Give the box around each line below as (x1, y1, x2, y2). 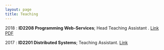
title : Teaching (5, 12, 38, 17)
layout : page (5, 7, 32, 12)
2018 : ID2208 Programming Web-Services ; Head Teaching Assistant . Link (5, 25, 159, 31)
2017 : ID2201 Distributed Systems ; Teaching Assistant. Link (5, 39, 128, 45)
